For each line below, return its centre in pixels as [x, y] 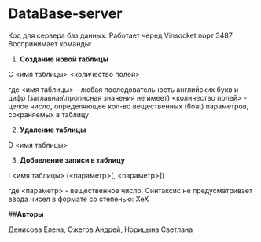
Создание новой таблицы [64, 59]
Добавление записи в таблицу [72, 160]
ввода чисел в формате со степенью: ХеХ [79, 199]
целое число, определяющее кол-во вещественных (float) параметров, [129, 106]
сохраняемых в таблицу [48, 114]
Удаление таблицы [53, 130]
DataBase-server [65, 14]
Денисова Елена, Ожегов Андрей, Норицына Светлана [101, 229]
